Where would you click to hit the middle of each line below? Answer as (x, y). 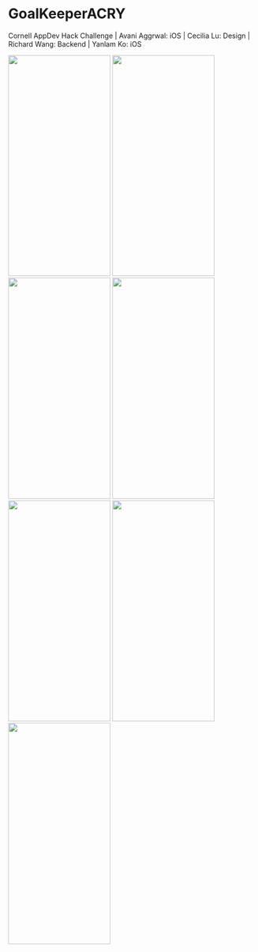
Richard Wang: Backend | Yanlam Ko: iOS (75, 43)
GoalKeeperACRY (67, 14)
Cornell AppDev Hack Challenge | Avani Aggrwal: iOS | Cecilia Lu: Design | (129, 36)
